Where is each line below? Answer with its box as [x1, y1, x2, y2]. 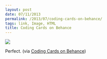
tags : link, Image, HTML [5, 21, 56, 26]
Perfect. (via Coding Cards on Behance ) [5, 48, 86, 54]
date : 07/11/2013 [5, 12, 41, 17]
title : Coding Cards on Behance [5, 26, 71, 30]
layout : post [5, 7, 32, 12]
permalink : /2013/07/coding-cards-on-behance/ [5, 16, 103, 21]
